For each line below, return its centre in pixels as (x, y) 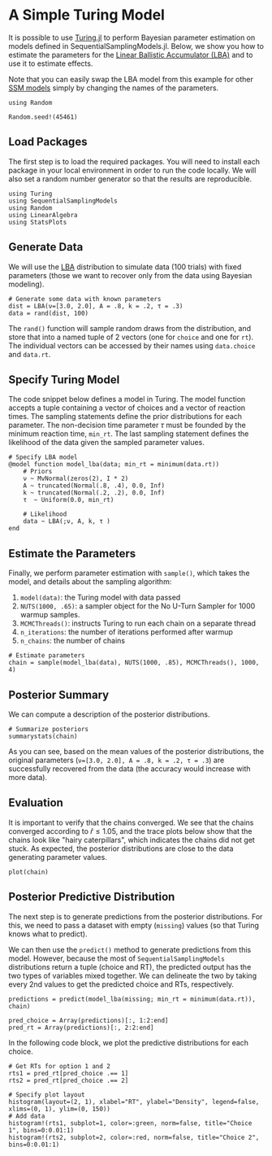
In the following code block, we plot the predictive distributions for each (129, 1042)
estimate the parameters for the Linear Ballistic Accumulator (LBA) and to (131, 55)
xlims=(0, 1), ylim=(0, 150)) (60, 1109)
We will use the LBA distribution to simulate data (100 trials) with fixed (125, 267)
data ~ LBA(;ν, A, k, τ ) (67, 521)
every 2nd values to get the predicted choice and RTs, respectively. (121, 984)
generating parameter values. (58, 857)
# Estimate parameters (47, 656)
